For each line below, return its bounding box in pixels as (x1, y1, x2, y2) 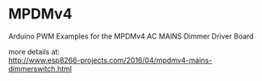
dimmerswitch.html (8, 63, 73, 73)
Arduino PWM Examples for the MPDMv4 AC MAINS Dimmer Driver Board (8, 31, 254, 41)
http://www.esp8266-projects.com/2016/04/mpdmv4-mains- (8, 55, 212, 65)
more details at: (8, 47, 60, 56)
